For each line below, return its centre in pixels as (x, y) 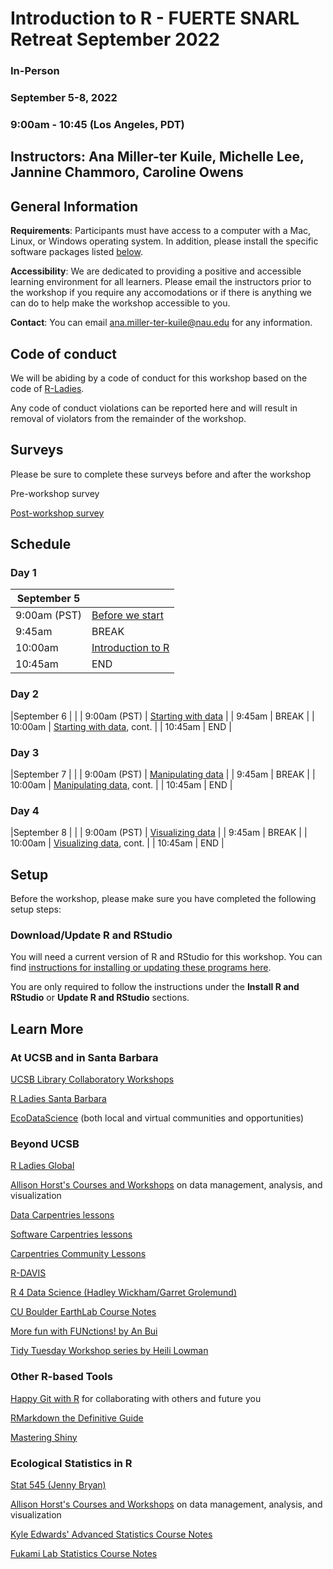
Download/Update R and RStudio (91, 935)
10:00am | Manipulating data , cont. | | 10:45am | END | (121, 785)
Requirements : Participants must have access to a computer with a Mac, (161, 231)
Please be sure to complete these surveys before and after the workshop (161, 474)
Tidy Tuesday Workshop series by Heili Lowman (109, 1351)
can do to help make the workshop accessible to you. (120, 303)
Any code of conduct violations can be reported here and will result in (154, 408)
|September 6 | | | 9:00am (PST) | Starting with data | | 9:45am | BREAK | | (162, 716)
